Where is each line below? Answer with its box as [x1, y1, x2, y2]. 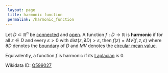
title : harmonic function [7, 12, 63, 17]
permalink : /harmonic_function [7, 17, 74, 22]
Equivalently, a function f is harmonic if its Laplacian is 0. [5, 53, 125, 59]
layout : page [7, 7, 36, 13]
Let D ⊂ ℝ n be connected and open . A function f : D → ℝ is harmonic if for [5, 31, 163, 38]
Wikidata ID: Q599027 [5, 62, 52, 68]
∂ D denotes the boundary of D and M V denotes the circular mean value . [5, 43, 157, 49]
